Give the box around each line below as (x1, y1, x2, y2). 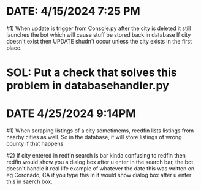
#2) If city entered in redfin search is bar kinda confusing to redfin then (6, 152, 186, 159)
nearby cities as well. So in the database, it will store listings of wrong (6, 134, 182, 141)
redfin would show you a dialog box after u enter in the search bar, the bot (6, 158, 194, 166)
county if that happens (6, 140, 64, 148)
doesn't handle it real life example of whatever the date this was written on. (6, 165, 196, 172)
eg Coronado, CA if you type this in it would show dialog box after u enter (6, 172, 192, 179)
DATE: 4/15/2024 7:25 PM (6, 4, 141, 18)
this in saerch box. (6, 178, 53, 185)
